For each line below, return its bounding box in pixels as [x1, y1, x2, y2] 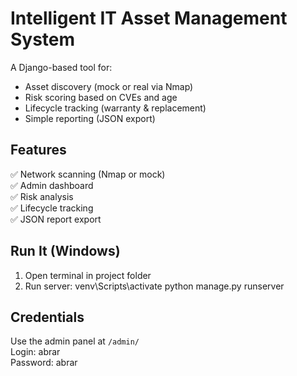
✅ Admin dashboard [10, 179, 94, 191]
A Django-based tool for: [10, 61, 113, 73]
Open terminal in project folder [24, 269, 152, 281]
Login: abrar [10, 346, 61, 358]
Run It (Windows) [10, 243, 121, 260]
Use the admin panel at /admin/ [10, 335, 140, 347]
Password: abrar [10, 357, 78, 369]
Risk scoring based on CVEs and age [24, 91, 178, 103]
